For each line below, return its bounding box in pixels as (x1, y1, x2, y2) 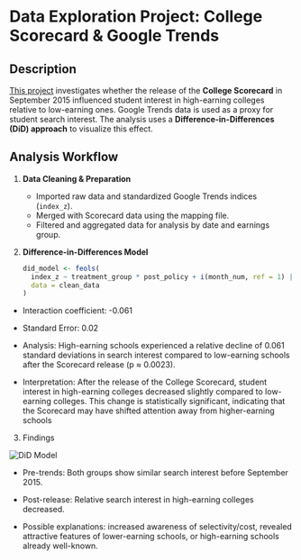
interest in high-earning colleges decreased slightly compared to (22, 386, 263, 397)
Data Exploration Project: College (9, 6, 263, 27)
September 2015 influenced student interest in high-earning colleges (9, 95, 265, 105)
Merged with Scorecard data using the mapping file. (35, 210, 230, 221)
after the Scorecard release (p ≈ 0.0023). (22, 359, 176, 370)
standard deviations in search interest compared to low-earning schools (22, 349, 290, 361)
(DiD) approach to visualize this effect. (9, 123, 153, 134)
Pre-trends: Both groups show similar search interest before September (22, 467, 288, 478)
